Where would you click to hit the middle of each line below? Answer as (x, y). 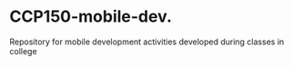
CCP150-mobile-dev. (91, 17)
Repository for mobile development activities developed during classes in (147, 42)
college (24, 51)
